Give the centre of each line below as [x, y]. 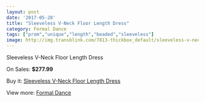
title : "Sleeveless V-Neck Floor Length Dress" [68, 23]
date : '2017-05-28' [31, 18]
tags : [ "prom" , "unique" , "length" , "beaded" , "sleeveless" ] [80, 35]
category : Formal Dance [37, 29]
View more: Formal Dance [39, 93]
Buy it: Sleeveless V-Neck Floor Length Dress [63, 81]
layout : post [23, 12]
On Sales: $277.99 [30, 69]
